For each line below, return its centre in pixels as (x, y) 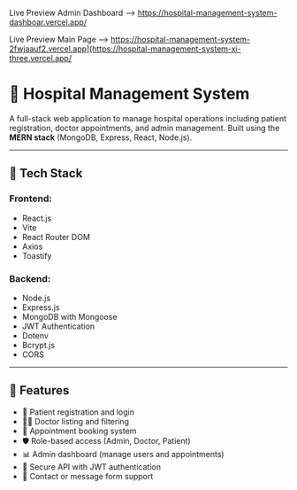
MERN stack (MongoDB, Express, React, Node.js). (101, 137)
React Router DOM (56, 237)
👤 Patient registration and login (78, 412)
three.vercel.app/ (41, 58)
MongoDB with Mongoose (69, 316)
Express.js (41, 307)
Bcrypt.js (38, 345)
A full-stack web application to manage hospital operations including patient (148, 118)
